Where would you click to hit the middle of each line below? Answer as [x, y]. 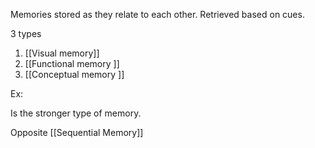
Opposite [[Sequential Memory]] [77, 132]
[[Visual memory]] [62, 53]
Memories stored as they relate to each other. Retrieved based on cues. [157, 14]
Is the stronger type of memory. [76, 113]
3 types [26, 33]
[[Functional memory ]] [72, 63]
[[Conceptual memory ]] [74, 74]
